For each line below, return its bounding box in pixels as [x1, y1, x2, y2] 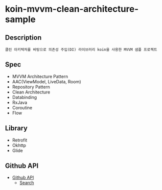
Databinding [12, 94, 37, 100]
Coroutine [12, 104, 33, 111]
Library [5, 124, 28, 133]
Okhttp [12, 142, 26, 148]
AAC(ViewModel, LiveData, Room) [12, 78, 82, 84]
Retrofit [12, 137, 27, 143]
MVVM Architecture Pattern [12, 73, 69, 79]
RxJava [12, 99, 27, 105]
